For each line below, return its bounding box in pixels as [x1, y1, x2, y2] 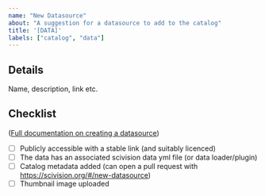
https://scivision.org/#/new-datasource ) [19, 171, 152, 180]
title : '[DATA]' [8, 26, 62, 34]
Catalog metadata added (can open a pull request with [19, 162, 198, 171]
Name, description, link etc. [8, 84, 98, 94]
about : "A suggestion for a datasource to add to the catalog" [8, 19, 222, 27]
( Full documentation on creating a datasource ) [8, 128, 160, 137]
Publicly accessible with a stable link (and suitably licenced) [19, 144, 217, 153]
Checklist [8, 107, 57, 121]
